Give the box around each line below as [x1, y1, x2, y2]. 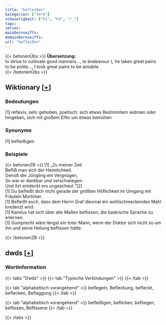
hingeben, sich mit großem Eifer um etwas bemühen [5, 114, 112, 120]
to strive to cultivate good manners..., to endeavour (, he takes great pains [5, 58, 157, 64]
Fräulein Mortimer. [5, 194, 43, 200]
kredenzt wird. [5, 204, 35, 210]
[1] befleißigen [5, 138, 35, 144]
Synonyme [5, 127, 32, 134]
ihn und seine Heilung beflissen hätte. [5, 225, 82, 231]
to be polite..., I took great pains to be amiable [5, 63, 99, 69]
